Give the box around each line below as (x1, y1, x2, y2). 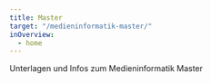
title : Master (9, 13, 64, 23)
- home (17, 38, 43, 48)
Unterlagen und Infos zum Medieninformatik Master (9, 63, 203, 74)
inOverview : (9, 30, 55, 39)
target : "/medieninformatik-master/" (9, 22, 153, 31)
